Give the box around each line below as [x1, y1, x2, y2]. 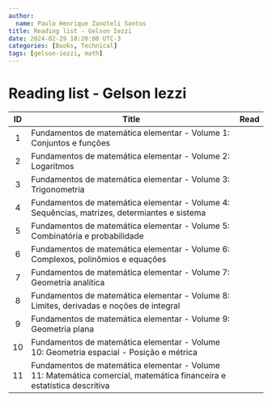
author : [8, 11, 35, 20]
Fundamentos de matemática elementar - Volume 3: [31, 173, 231, 184]
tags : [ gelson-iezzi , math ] [8, 49, 104, 57]
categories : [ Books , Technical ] [8, 42, 117, 50]
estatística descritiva [31, 379, 110, 391]
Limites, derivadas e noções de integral [31, 300, 181, 311]
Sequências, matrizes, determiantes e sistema [31, 207, 206, 218]
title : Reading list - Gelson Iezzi [8, 27, 132, 35]
